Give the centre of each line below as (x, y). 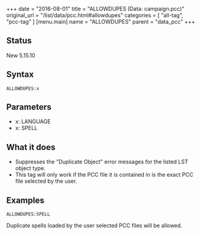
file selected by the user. (46, 181)
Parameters (29, 107)
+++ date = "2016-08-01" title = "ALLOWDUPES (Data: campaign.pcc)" (95, 9)
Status (19, 41)
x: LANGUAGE (33, 121)
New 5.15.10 (21, 55)
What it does (31, 147)
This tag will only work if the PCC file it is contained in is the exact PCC (104, 175)
